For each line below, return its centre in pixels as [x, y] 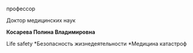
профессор [21, 9]
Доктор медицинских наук [41, 20]
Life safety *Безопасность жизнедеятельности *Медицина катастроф [96, 44]
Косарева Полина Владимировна [51, 32]
